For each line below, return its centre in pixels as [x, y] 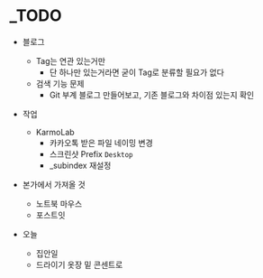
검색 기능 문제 [60, 83]
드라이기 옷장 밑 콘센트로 [79, 264]
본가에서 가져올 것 [54, 184]
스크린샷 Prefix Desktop [91, 153]
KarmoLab [55, 132]
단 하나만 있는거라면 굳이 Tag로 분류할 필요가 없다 [137, 72]
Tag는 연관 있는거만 [71, 60]
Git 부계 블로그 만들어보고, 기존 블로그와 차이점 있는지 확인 [152, 95]
